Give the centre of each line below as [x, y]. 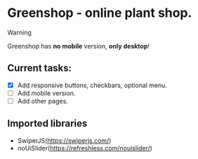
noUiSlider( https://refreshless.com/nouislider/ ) [85, 148]
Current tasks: [40, 68]
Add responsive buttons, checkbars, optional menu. [92, 85]
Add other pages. [42, 101]
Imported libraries [47, 123]
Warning [19, 32]
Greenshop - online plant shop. [100, 13]
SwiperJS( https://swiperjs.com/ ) [64, 140]
